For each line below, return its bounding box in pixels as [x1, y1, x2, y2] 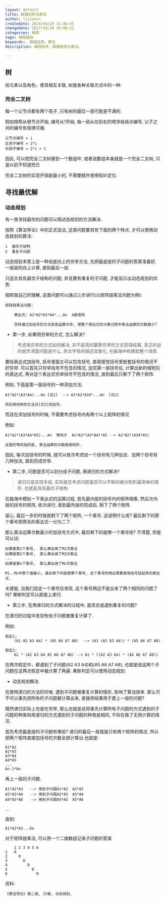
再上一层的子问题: [5, 776, 42, 782]
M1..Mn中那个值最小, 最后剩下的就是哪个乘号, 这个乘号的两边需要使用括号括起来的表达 [5, 571, 160, 576]
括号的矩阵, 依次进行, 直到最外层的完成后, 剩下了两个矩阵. [13, 502, 131, 508]
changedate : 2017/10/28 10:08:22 [5, 26, 74, 31]
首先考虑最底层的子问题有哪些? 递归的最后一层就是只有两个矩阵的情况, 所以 [5, 729, 159, 735]
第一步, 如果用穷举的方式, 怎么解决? [12, 331, 85, 337]
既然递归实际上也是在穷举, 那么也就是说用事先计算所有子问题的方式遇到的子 [5, 706, 160, 712]
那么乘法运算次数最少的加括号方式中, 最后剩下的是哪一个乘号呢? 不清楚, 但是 [5, 529, 162, 535]
